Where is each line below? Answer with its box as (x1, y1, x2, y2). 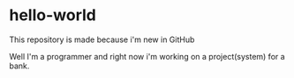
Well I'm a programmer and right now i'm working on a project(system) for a (9, 51, 285, 61)
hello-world (9, 5, 97, 25)
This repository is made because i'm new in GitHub (9, 34, 195, 45)
